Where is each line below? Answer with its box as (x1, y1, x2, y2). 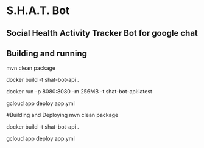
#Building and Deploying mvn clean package (6, 112, 119, 119)
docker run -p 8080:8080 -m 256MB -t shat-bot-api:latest (6, 88, 152, 95)
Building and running (6, 48, 87, 58)
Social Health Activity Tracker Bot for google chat (6, 28, 198, 38)
